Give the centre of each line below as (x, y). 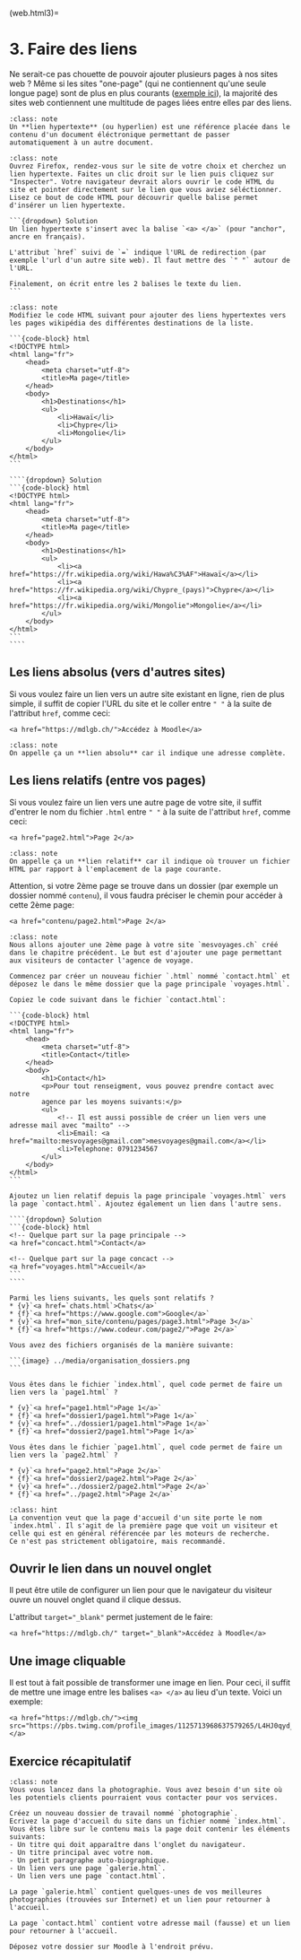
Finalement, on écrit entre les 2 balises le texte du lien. (126, 283)
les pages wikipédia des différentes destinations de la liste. (132, 323)
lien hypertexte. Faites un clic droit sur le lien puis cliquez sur (142, 174)
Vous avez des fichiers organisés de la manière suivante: (122, 1345)
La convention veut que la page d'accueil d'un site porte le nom (136, 1518)
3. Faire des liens (73, 49)
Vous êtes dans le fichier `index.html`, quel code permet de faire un (146, 1384)
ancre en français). (48, 237)
